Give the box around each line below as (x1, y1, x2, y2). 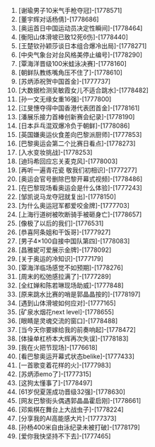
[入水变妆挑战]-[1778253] (18, 148, 93, 156)
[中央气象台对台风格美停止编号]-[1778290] (18, 50, 142, 59)
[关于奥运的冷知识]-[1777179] (18, 255, 103, 263)
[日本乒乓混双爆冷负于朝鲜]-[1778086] (18, 121, 130, 130)
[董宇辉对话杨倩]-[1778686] (18, 15, 99, 23)
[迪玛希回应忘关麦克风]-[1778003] (18, 157, 118, 165)
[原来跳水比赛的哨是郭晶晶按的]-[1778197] (18, 290, 141, 298)
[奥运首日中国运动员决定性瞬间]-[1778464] (18, 24, 143, 32)
